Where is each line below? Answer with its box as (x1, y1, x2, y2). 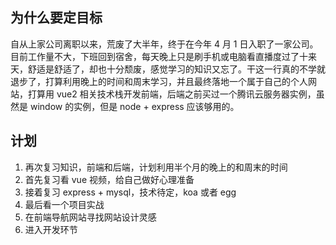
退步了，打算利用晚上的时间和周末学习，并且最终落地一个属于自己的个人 (10, 75, 308, 87)
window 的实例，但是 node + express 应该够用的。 (29, 100, 240, 112)
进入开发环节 (24, 223, 78, 235)
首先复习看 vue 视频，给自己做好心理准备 (24, 173, 195, 185)
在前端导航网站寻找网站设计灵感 (24, 211, 157, 223)
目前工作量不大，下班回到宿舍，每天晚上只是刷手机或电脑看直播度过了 (10, 50, 300, 62)
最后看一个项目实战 (24, 198, 105, 210)
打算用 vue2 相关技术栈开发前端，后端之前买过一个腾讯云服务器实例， (27, 88, 317, 100)
